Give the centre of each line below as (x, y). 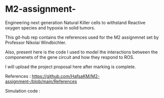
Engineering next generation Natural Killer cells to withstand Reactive (75, 23)
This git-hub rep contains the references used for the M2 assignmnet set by (82, 37)
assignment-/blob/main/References (41, 81)
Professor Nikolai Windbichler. (36, 42)
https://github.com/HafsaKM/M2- (66, 76)
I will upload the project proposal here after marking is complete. (71, 67)
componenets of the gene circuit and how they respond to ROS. (70, 57)
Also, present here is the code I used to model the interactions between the (82, 52)
